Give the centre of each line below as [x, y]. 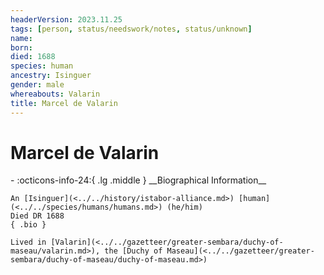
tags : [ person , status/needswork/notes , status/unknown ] [131, 29]
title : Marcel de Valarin [64, 103]
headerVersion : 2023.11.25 [66, 19]
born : [21, 47]
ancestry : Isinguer [51, 76]
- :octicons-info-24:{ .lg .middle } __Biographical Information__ [138, 180]
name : [21, 38]
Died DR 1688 [37, 216]
